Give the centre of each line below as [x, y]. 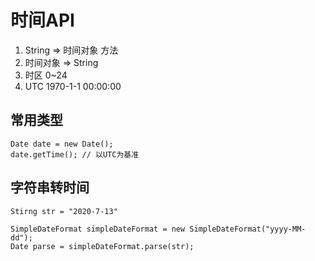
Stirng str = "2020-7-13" [64, 211]
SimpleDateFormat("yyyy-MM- [248, 229]
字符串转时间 [50, 187]
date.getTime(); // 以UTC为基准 [75, 154]
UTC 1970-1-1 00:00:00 [73, 86]
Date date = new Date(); [62, 144]
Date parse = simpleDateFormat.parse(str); [102, 246]
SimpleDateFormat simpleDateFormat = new [98, 229]
